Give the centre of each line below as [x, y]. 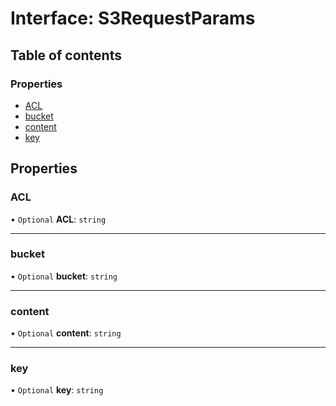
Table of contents [66, 55]
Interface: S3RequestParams [133, 18]
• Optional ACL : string [58, 219]
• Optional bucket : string [64, 276]
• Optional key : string [57, 390]
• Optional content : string [66, 333]
